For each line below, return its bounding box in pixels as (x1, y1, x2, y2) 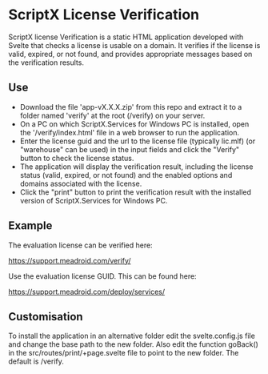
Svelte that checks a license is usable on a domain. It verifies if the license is (8, 40, 261, 50)
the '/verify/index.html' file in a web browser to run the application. (19, 127, 240, 137)
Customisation (8, 310, 83, 324)
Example (8, 219, 53, 233)
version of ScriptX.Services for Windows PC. (19, 195, 168, 205)
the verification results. (8, 58, 84, 67)
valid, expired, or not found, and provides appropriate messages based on (8, 49, 253, 58)
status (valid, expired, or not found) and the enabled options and (19, 170, 233, 179)
